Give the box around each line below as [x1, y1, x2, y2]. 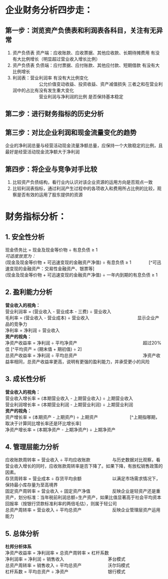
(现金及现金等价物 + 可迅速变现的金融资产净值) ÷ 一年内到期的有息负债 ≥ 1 [5, 272, 158, 278]
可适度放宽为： [5, 253, 36, 259]
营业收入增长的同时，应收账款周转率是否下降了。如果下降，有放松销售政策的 [5, 463, 163, 469]
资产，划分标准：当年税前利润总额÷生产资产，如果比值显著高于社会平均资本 [5, 494, 161, 500]
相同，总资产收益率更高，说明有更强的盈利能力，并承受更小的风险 [13, 358, 150, 364]
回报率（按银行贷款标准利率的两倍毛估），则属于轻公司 [5, 501, 117, 507]
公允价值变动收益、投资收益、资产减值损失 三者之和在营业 [38, 81, 158, 87]
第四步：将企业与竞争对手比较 [5, 165, 97, 173]
